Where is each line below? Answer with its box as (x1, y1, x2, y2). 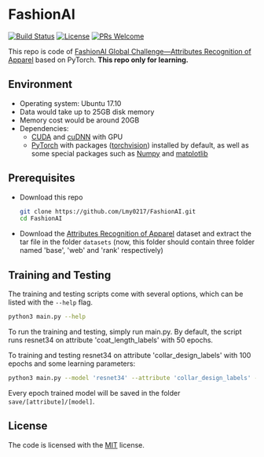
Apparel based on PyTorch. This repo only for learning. (8, 55, 189, 64)
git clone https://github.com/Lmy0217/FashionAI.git (19, 207, 196, 215)
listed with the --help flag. (8, 298, 93, 307)
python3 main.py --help (8, 313, 86, 321)
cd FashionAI (19, 214, 63, 223)
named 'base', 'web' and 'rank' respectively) (19, 246, 163, 255)
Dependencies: (19, 123, 69, 133)
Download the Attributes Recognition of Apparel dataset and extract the (19, 229, 251, 239)
